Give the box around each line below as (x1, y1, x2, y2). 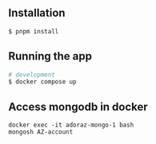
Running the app (8, 49, 92, 63)
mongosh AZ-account (8, 128, 74, 136)
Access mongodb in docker (8, 99, 148, 114)
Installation (8, 6, 66, 20)
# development (8, 71, 56, 79)
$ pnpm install (8, 27, 59, 35)
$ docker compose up (8, 78, 78, 86)
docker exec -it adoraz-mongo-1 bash (8, 121, 134, 130)
